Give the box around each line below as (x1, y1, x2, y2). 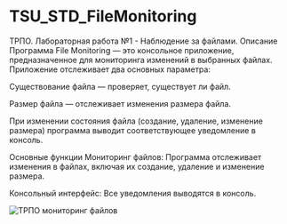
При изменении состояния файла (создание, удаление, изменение (9, 116, 264, 126)
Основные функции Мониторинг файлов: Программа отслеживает (9, 151, 262, 162)
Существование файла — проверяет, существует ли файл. (9, 81, 231, 92)
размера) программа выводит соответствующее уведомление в (9, 124, 256, 135)
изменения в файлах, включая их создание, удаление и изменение (9, 161, 265, 172)
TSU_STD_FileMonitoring (9, 6, 197, 27)
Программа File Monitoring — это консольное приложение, (9, 44, 235, 55)
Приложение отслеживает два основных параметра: (9, 64, 211, 75)
